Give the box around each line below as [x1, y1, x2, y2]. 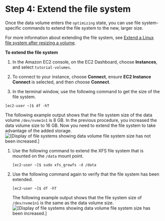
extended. [12, 176, 33, 182]
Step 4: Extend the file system [5, 3, 131, 15]
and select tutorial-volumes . [12, 64, 71, 70]
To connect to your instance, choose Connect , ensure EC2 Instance [12, 74, 151, 79]
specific [5, 25, 22, 31]
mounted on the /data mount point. [12, 153, 84, 159]
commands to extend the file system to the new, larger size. [22, 25, 144, 31]
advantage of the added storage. [5, 127, 72, 134]
